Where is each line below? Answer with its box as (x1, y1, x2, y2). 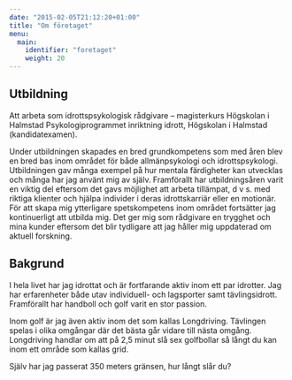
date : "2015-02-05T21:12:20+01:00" (9, 12, 141, 22)
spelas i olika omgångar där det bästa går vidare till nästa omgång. (9, 324, 252, 336)
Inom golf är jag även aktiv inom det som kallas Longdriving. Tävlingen (9, 315, 266, 326)
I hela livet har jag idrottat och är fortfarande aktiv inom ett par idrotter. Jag (9, 279, 281, 290)
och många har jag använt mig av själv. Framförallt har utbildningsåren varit (9, 174, 284, 185)
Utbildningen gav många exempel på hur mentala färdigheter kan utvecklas (9, 164, 283, 175)
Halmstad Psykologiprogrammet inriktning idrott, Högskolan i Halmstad (9, 119, 268, 130)
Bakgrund (9, 256, 65, 271)
